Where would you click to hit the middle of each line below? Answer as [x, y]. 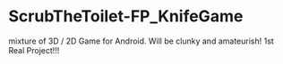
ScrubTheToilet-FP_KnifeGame [126, 16]
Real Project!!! [34, 50]
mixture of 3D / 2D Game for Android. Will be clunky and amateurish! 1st [141, 41]
